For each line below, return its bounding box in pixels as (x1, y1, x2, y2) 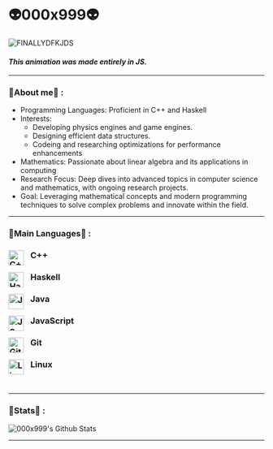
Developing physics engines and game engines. (32, 123, 193, 132)
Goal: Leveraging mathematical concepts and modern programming (19, 192, 248, 201)
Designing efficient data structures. (32, 131, 151, 141)
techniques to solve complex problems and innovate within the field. (19, 200, 249, 210)
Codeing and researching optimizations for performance (32, 140, 221, 149)
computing (19, 166, 57, 175)
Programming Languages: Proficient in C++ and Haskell (19, 106, 207, 115)
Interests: (19, 114, 52, 123)
